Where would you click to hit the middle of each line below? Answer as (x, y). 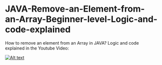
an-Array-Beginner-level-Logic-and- (81, 19)
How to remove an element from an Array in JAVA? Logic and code (72, 43)
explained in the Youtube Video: (37, 48)
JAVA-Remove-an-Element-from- (75, 9)
